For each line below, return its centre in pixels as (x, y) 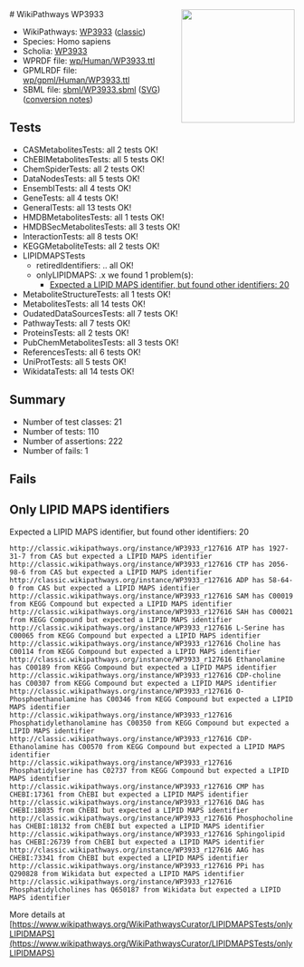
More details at (37, 914)
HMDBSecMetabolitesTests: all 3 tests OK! (101, 227)
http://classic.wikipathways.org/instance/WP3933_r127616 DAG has (137, 802)
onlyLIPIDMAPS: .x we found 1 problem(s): (115, 275)
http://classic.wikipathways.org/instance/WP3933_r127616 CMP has (137, 786)
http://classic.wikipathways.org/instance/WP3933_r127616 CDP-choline (145, 675)
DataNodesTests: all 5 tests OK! (81, 178)
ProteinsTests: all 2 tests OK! (76, 332)
